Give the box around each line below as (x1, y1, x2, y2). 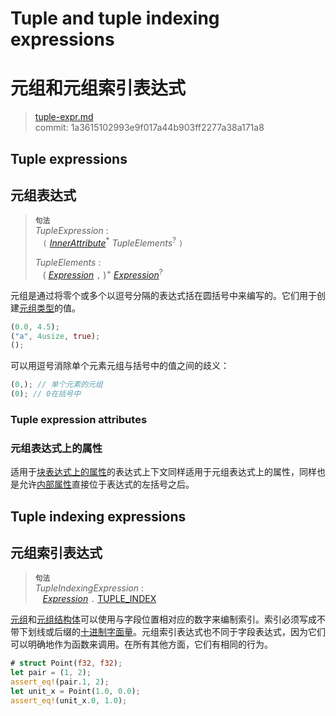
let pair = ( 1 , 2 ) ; (10, 668, 92, 678)
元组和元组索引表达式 (10, 77, 187, 100)
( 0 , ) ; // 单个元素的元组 (10, 380, 103, 390)
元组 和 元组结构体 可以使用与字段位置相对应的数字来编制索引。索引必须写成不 (10, 613, 326, 626)
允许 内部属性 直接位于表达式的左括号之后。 (18, 478, 195, 491)
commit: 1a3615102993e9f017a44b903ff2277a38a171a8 (34, 122, 265, 134)
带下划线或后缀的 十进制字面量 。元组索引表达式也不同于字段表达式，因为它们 (10, 626, 326, 638)
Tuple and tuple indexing (10, 7, 220, 30)
